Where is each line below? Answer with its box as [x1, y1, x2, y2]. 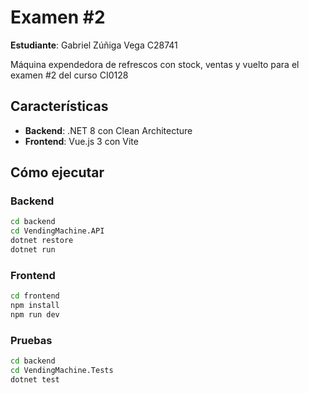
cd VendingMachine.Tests [10, 366, 114, 376]
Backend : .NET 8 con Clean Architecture [24, 124, 193, 136]
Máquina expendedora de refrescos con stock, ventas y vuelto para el [10, 58, 300, 70]
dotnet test [10, 374, 60, 385]
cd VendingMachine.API [10, 226, 105, 236]
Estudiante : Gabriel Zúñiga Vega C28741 [10, 39, 178, 51]
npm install [10, 301, 60, 311]
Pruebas [10, 333, 53, 347]
